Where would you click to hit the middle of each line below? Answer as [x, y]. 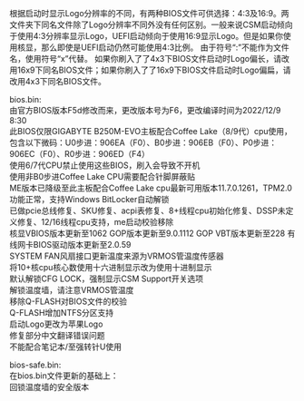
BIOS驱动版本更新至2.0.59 [82, 245]
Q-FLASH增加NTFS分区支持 [62, 313]
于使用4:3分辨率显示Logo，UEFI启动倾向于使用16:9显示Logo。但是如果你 [147, 36]
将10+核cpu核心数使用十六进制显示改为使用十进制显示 [111, 267]
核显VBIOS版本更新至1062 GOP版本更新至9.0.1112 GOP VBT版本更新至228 [147, 233]
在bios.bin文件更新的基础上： [64, 376]
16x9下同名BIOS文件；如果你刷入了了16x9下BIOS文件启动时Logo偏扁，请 [154, 70]
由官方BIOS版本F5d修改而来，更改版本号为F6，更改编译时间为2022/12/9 [145, 110]
